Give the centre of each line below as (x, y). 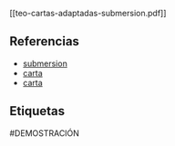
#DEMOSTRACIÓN (45, 133)
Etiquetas (37, 111)
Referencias (45, 41)
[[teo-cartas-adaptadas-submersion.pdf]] (88, 13)
